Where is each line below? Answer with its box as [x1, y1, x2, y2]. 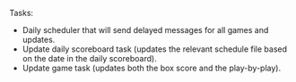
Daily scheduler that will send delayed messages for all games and [22, 25, 269, 35]
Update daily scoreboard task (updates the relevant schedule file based [22, 44, 288, 54]
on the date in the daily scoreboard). [22, 53, 157, 63]
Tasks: [9, 8, 34, 18]
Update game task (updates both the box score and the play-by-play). [22, 62, 281, 73]
